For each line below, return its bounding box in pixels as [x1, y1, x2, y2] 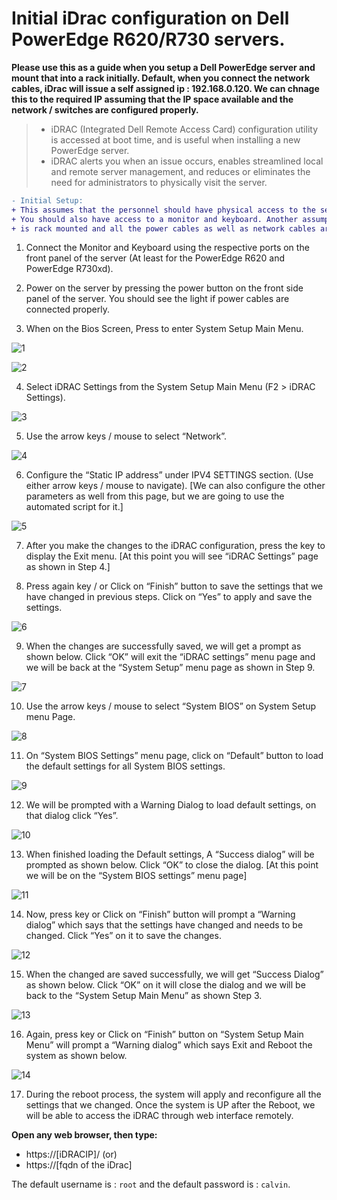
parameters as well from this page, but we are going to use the [25, 490, 285, 502]
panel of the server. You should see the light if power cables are [25, 293, 290, 305]
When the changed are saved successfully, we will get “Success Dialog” [25, 968, 324, 981]
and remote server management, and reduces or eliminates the [50, 165, 311, 177]
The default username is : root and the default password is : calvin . [11, 1178, 291, 1191]
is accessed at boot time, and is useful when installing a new [50, 133, 301, 146]
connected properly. [25, 303, 110, 316]
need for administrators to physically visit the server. [50, 176, 268, 188]
